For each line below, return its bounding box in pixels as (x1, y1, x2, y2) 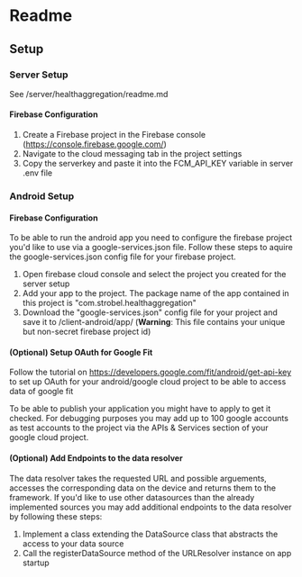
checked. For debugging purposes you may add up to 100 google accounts (9, 413, 288, 424)
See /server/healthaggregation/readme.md (9, 88, 169, 99)
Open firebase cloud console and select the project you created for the (22, 269, 287, 280)
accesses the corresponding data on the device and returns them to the (9, 482, 277, 493)
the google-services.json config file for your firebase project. (9, 251, 236, 262)
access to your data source (22, 537, 124, 549)
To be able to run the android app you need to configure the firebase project (9, 232, 293, 243)
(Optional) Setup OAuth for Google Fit (9, 347, 153, 357)
